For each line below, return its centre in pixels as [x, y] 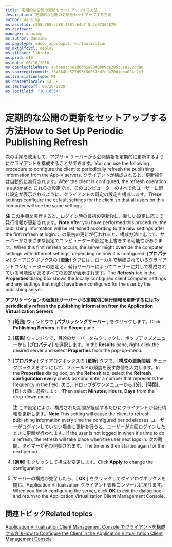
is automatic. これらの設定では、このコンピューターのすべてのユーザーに [82, 188]
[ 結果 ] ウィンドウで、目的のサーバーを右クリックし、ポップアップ [82, 338]
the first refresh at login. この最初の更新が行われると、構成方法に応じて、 [83, 234]
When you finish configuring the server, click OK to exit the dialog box [87, 491]
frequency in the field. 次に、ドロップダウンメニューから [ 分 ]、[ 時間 [84, 384]
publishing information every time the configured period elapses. [81, 420]
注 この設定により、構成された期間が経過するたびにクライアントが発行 [88, 408]
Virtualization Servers [29, 311]
